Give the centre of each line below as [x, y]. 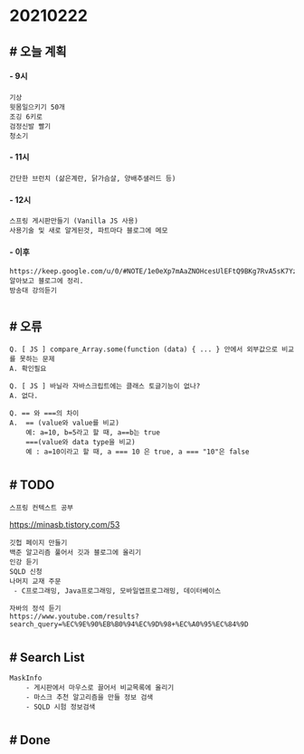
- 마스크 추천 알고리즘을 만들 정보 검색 [90, 698]
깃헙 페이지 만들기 [38, 543]
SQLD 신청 [26, 571]
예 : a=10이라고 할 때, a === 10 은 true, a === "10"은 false [138, 452]
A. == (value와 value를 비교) [65, 423]
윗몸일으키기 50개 [38, 107]
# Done [30, 740]
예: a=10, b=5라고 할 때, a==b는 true [93, 433]
